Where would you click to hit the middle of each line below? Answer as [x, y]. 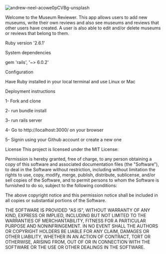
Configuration [19, 72]
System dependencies [28, 53]
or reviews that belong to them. [37, 33]
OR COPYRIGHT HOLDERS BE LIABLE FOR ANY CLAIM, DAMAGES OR [77, 231]
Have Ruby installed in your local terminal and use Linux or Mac [70, 82]
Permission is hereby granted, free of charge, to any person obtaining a [79, 159]
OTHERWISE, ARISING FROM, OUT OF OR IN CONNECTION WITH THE [78, 242]
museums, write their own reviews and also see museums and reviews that [82, 23]
